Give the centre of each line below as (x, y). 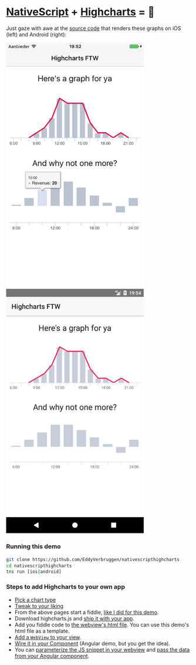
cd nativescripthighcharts (39, 566)
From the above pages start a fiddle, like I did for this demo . (87, 612)
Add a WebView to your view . (48, 637)
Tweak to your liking (39, 606)
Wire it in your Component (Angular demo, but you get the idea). (92, 643)
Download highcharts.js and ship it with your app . (75, 618)
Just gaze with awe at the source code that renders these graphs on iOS (94, 28)
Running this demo (33, 546)
